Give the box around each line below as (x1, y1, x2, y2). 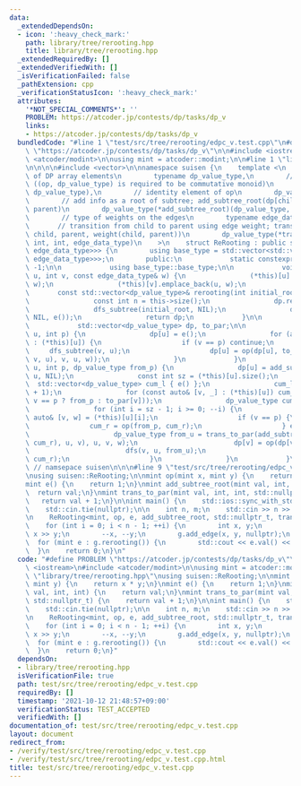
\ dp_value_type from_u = (25, 429, 202, 439)
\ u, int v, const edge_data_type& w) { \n (25, 272, 186, 281)
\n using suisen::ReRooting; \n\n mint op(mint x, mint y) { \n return (25, 471, 295, 480)
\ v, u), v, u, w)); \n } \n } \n (25, 355, 246, 364)
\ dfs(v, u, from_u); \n (25, 446, 206, 455)
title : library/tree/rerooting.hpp (25, 47, 159, 56)
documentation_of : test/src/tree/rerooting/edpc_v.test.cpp (9, 721, 239, 730)
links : (25, 122, 50, 131)
